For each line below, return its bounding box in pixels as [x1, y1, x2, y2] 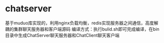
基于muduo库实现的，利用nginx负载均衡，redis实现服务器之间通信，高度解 [5, 20, 159, 26]
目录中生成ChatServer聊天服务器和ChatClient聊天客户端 [5, 32, 120, 38]
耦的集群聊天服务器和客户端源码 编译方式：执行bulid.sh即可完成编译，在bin [5, 26, 160, 32]
